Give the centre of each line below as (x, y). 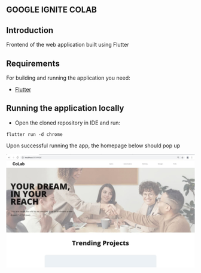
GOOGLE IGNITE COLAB (51, 10)
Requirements (33, 63)
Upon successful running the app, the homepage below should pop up (93, 145)
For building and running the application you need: (68, 78)
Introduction (30, 30)
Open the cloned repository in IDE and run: (68, 123)
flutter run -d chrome (34, 134)
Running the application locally (65, 108)
